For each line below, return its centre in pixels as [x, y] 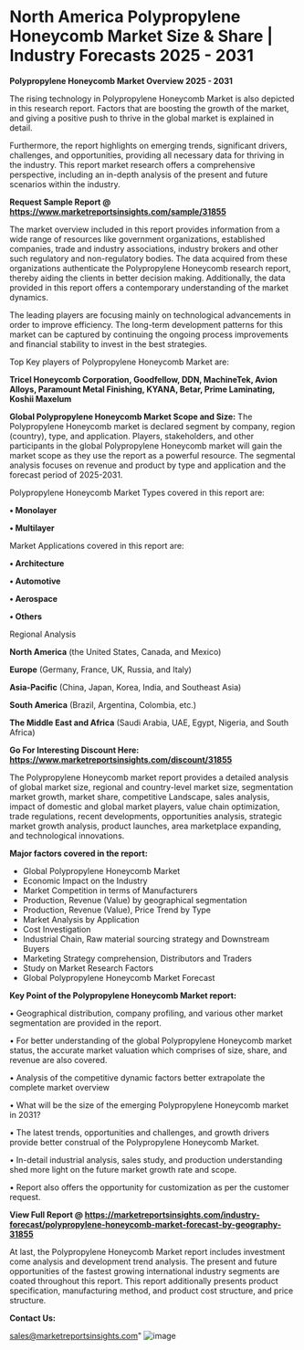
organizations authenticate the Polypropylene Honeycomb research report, [150, 268]
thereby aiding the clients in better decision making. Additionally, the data [147, 278]
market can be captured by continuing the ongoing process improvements [149, 334]
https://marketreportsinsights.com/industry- [172, 1214]
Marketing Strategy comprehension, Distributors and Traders [137, 958]
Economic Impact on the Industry [85, 881]
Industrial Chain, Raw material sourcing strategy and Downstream [146, 939]
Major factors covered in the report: [79, 853]
